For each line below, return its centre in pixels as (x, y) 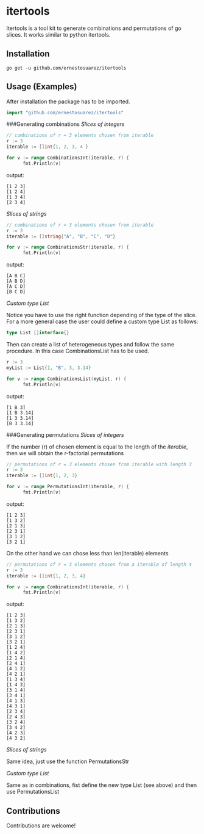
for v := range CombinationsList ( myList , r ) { (66, 379)
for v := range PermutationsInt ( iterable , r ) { (68, 487)
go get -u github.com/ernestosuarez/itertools (66, 68)
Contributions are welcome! (41, 825)
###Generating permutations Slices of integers (65, 434)
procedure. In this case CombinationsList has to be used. (78, 351)
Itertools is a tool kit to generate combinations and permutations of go (94, 28)
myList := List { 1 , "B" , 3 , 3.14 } (49, 368)
